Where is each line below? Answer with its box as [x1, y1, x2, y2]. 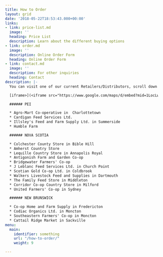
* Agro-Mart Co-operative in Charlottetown [9, 110, 101, 115]
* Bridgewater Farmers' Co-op [9, 160, 70, 165]
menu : [5, 222, 16, 227]
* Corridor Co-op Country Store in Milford [9, 182, 98, 187]
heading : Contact [9, 75, 45, 80]
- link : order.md [5, 43, 40, 48]
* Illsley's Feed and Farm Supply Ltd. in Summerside [9, 120, 120, 125]
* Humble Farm [9, 124, 38, 129]
